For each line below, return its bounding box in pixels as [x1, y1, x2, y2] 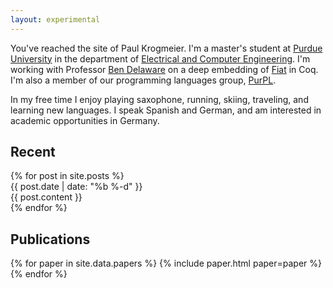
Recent [10, 144, 56, 161]
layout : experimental [10, 14, 101, 25]
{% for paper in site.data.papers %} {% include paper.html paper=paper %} [10, 257, 322, 270]
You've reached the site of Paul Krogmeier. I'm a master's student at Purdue [10, 42, 323, 54]
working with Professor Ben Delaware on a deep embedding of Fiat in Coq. [10, 63, 319, 75]
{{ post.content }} [10, 191, 83, 203]
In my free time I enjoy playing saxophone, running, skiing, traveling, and [10, 93, 309, 105]
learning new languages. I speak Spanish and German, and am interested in [10, 104, 322, 116]
